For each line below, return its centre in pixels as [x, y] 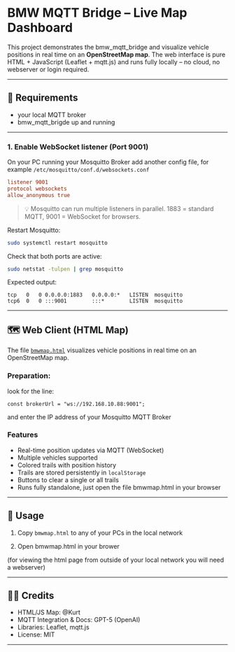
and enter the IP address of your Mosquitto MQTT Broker [89, 416]
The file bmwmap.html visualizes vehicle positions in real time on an [102, 350]
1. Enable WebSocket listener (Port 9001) [78, 147]
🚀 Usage [26, 516]
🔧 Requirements [43, 98]
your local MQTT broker [52, 115]
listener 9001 [28, 182]
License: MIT [36, 635]
